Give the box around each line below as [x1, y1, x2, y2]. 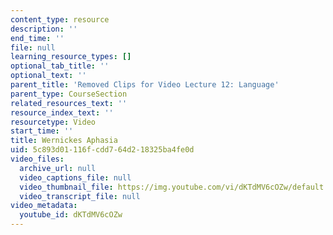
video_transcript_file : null [19, 191, 141, 201]
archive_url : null [19, 163, 97, 173]
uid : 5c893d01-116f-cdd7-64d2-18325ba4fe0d [10, 145, 195, 155]
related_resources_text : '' [10, 98, 128, 108]
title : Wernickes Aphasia [10, 136, 118, 146]
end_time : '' [10, 33, 65, 43]
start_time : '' [10, 126, 74, 136]
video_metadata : [10, 201, 78, 211]
